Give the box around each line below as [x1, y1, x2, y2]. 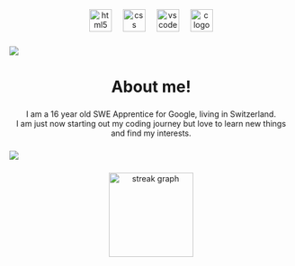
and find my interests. [111, 128, 192, 138]
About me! [111, 76, 192, 97]
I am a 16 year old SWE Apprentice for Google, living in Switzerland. [25, 109, 277, 120]
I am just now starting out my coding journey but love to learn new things [16, 119, 286, 129]
